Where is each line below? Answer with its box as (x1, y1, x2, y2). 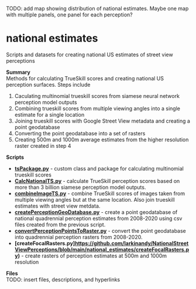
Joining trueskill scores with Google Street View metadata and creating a (14, 117, 190, 124)
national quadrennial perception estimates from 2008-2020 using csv (14, 215, 183, 222)
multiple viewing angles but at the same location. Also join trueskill (14, 196, 175, 203)
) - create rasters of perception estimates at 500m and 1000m (18, 252, 167, 259)
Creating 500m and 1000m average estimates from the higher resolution (14, 136, 189, 143)
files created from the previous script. (14, 221, 106, 228)
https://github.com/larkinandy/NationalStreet (75, 240, 189, 247)
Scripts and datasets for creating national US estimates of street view (6, 51, 174, 58)
